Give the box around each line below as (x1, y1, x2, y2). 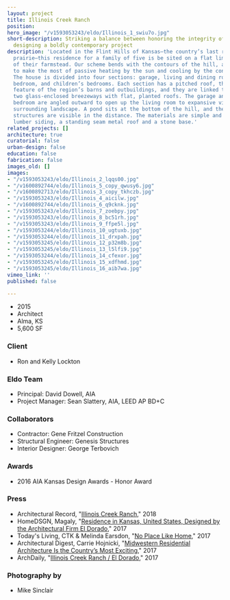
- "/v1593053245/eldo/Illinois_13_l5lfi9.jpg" (7, 246, 142, 253)
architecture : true (7, 131, 63, 138)
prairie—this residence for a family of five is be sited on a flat (13, 55, 213, 62)
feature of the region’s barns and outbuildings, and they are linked (13, 86, 219, 93)
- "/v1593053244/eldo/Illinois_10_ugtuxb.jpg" (7, 227, 142, 234)
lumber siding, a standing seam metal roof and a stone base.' (13, 118, 197, 125)
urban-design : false (7, 144, 66, 151)
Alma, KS (16, 317, 43, 326)
